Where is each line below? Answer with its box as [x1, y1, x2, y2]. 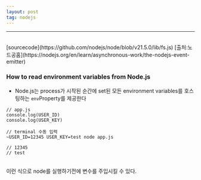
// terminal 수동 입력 [6, 128, 58, 135]
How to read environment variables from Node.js [6, 73, 151, 81]
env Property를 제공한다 [31, 94, 87, 102]
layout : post [6, 8, 39, 15]
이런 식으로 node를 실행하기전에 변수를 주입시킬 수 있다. [6, 167, 137, 175]
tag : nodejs [6, 14, 36, 20]
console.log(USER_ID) [6, 112, 60, 118]
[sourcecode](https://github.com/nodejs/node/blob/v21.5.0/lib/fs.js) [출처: [6, 43, 188, 51]
